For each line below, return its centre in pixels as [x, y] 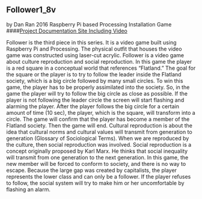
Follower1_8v [31, 10]
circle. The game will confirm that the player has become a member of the [98, 119]
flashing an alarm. [29, 189]
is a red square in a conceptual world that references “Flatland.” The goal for [101, 68]
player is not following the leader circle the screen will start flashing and [95, 100]
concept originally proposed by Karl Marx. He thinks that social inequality [97, 151]
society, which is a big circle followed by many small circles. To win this [95, 81]
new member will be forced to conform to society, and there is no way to [96, 164]
